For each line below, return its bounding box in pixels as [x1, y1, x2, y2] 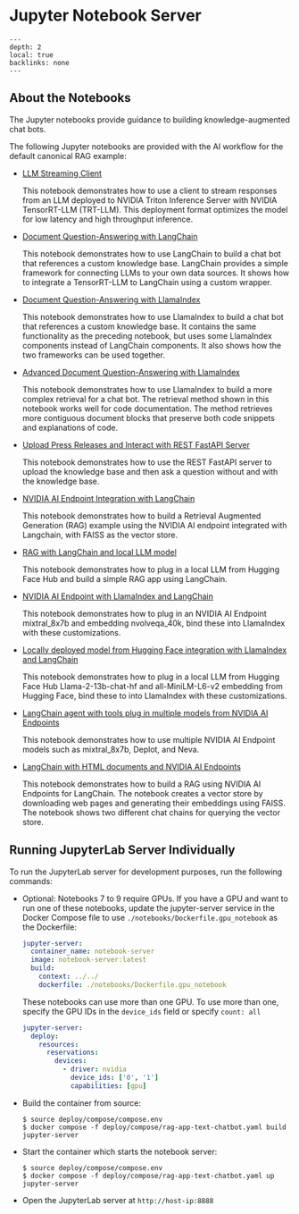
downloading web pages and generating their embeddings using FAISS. [21, 797, 286, 808]
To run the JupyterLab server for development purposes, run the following [9, 866, 283, 877]
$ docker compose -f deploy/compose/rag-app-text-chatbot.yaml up [21, 1171, 275, 1180]
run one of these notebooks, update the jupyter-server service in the [21, 902, 275, 913]
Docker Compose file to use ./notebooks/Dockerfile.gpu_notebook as [21, 912, 278, 923]
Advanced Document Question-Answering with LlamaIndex [21, 367, 241, 377]
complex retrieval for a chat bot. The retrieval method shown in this [21, 393, 270, 404]
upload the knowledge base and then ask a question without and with [21, 466, 278, 476]
